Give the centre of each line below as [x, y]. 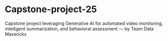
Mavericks [16, 34]
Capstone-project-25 [51, 9]
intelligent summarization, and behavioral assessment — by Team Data [79, 28]
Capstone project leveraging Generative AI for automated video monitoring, [84, 23]
